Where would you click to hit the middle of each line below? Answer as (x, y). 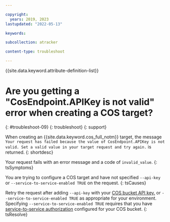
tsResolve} (17, 214)
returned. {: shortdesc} (29, 152)
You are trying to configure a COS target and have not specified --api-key (83, 177)
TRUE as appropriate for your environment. (113, 198)
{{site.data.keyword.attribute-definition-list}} (52, 70)
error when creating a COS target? (79, 113)
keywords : (16, 33)
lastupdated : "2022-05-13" (34, 24)
